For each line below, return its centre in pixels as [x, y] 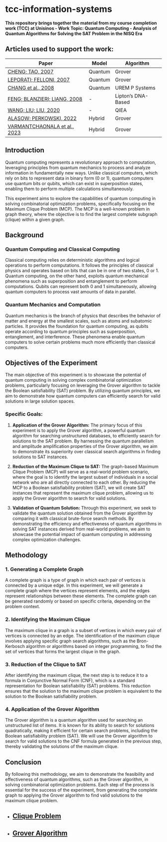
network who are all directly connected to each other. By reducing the [84, 482]
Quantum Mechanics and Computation [53, 305]
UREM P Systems [135, 88]
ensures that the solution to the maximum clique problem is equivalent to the [83, 691]
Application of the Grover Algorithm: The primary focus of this [77, 425]
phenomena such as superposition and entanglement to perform [71, 281]
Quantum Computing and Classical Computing [63, 249]
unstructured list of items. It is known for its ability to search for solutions [80, 726]
